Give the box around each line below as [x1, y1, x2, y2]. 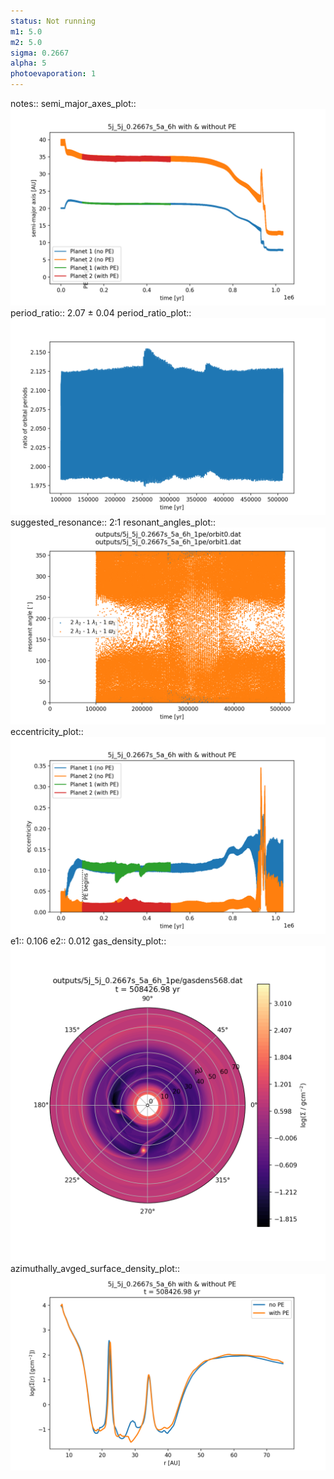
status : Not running [10, 16, 97, 26]
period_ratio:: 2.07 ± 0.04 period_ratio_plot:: [10, 307, 192, 319]
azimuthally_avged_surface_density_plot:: [10, 1263, 180, 1274]
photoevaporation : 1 [10, 69, 97, 79]
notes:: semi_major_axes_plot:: [10, 98, 137, 109]
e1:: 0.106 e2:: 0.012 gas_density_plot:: [10, 935, 167, 947]
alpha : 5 [10, 58, 47, 69]
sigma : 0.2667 [10, 48, 70, 58]
